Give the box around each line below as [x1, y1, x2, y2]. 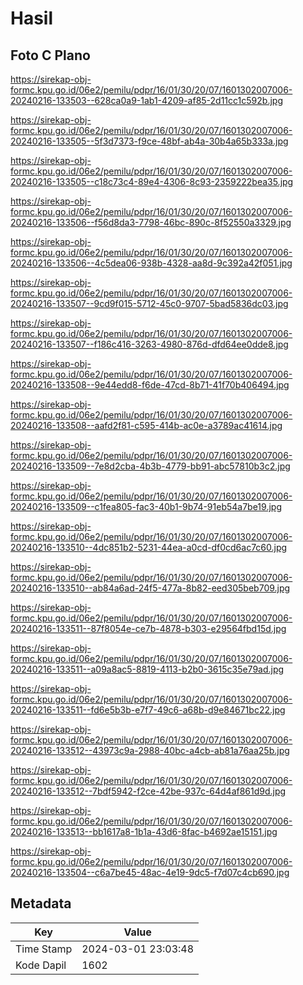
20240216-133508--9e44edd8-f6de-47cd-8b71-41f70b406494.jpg [10, 379, 290, 391]
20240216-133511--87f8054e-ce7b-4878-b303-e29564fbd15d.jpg [10, 623, 287, 634]
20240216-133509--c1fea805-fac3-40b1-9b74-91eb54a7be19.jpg [10, 501, 282, 512]
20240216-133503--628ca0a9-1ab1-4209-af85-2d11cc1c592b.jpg [10, 95, 283, 106]
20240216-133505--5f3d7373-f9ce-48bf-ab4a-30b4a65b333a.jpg [10, 135, 289, 147]
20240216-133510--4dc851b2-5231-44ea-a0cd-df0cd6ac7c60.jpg [10, 542, 288, 553]
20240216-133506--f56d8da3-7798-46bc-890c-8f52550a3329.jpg [10, 217, 292, 228]
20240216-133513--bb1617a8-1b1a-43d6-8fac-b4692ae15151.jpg [10, 826, 278, 837]
